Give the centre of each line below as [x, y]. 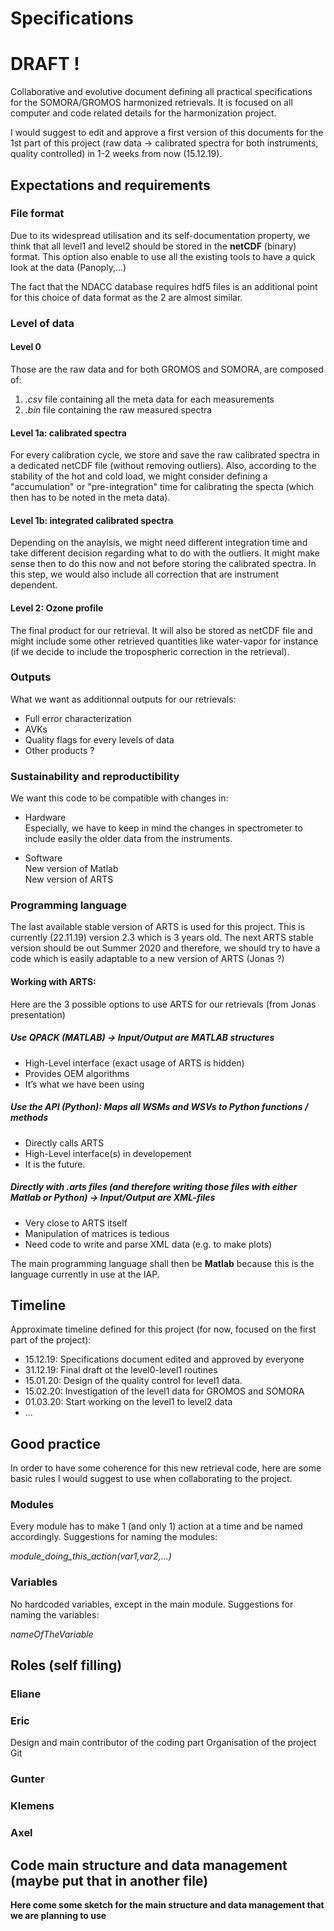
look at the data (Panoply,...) [68, 267]
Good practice [56, 1443]
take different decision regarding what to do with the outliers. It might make [165, 553]
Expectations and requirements [110, 185]
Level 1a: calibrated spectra [68, 433]
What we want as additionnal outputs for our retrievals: [123, 699]
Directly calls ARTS [64, 1143]
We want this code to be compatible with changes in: [119, 798]
